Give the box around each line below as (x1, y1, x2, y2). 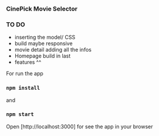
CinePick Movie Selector (6, 5, 78, 13)
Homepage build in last (14, 52, 71, 60)
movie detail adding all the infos (14, 46, 92, 53)
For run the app (6, 70, 44, 77)
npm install (6, 84, 40, 91)
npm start (6, 111, 34, 118)
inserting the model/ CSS (14, 34, 76, 41)
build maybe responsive (14, 40, 73, 47)
